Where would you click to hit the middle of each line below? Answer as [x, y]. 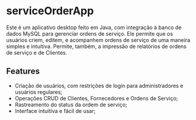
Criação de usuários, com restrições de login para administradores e [99, 86]
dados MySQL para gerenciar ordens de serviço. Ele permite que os [90, 33]
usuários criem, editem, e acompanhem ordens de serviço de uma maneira [98, 40]
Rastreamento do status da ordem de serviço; [71, 105]
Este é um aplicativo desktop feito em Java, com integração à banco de [94, 27]
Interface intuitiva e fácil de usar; [55, 110]
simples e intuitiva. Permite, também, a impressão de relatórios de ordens [96, 46]
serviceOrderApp [50, 11]
